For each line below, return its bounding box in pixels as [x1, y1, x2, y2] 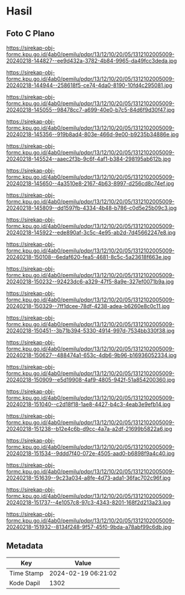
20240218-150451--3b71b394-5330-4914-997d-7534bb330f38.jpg [6, 327, 175, 334]
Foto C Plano [6, 28, 55, 39]
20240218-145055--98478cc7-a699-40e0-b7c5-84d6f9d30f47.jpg [6, 106, 175, 113]
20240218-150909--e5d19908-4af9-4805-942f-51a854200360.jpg [6, 376, 175, 383]
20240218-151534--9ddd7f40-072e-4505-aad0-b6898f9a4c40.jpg [6, 450, 175, 457]
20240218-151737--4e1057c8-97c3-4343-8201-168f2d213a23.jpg [6, 499, 171, 506]
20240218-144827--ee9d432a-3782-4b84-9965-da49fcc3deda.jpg [6, 57, 177, 64]
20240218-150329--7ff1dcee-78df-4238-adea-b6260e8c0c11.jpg [6, 303, 170, 309]
